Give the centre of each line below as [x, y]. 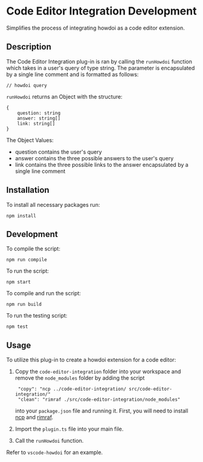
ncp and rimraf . [34, 417]
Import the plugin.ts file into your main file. [69, 429]
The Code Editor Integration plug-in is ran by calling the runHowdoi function [99, 61]
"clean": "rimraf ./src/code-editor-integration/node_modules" [99, 400]
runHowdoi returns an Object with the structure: [64, 96]
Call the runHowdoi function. [49, 441]
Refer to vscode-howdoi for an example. [55, 452]
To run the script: [28, 271]
